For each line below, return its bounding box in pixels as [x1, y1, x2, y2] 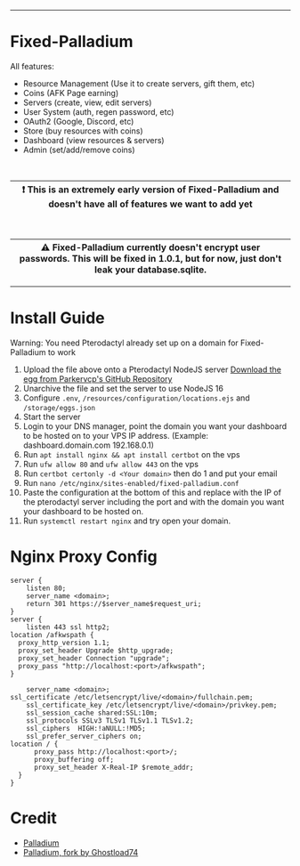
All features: [10, 61, 54, 71]
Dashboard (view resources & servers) [22, 134, 165, 145]
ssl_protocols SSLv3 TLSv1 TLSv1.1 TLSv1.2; [26, 716, 194, 725]
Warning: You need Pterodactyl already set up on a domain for [10, 337, 239, 348]
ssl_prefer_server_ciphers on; [26, 732, 142, 741]
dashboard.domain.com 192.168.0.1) [22, 440, 155, 450]
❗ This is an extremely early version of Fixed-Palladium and [21, 183, 280, 196]
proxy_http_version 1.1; [18, 638, 110, 647]
